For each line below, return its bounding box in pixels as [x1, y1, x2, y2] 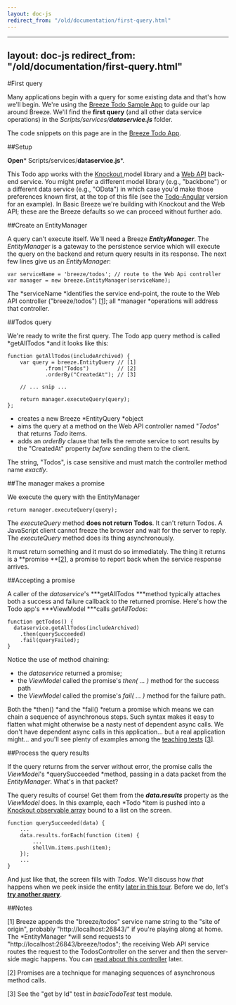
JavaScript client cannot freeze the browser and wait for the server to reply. [7, 526, 227, 535]
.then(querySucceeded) [20, 631, 86, 638]
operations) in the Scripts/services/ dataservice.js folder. [7, 116, 173, 124]
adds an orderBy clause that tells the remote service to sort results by [17, 437, 220, 445]
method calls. [7, 976, 47, 985]
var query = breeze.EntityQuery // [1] [20, 359, 137, 366]
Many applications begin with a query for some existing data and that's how [7, 93, 227, 101]
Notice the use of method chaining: [7, 655, 110, 664]
